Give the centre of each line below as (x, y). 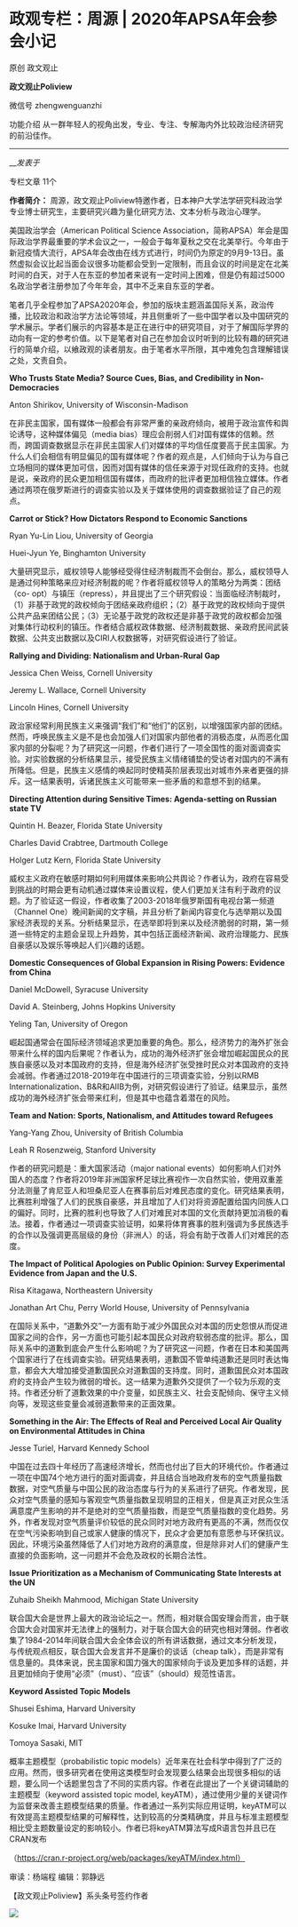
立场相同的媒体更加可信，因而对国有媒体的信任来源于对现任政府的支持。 (141, 467)
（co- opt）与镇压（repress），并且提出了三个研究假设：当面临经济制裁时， (147, 593)
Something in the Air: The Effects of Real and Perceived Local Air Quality (145, 1421)
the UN (22, 1582)
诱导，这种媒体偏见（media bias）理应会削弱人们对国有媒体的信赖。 (141, 434)
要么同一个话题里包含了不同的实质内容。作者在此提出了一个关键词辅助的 (157, 1783)
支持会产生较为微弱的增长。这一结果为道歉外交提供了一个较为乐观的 (149, 1381)
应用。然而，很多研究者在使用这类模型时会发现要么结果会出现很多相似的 (141, 1772)
